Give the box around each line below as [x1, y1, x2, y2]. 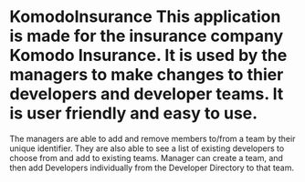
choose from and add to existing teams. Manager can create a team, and [9, 152, 283, 163]
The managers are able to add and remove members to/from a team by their [9, 133, 296, 144]
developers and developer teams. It [9, 84, 284, 105]
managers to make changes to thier [9, 65, 284, 86]
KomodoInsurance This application [9, 6, 281, 27]
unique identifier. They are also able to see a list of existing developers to [9, 143, 285, 154]
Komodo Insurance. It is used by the [9, 45, 288, 66]
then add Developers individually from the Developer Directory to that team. [9, 162, 295, 173]
